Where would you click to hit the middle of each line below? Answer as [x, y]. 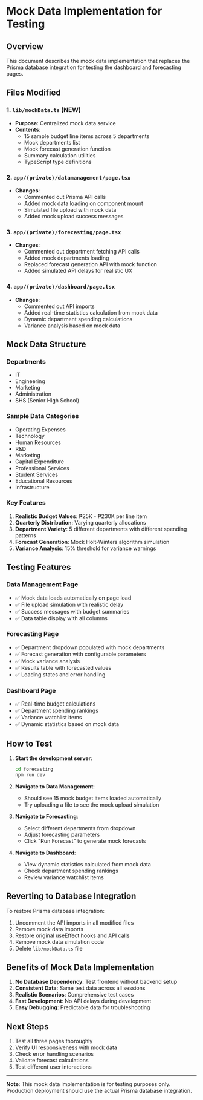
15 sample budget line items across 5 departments [87, 136]
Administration [33, 394]
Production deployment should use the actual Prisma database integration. [99, 1091]
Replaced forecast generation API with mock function [90, 264]
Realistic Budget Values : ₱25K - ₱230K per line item [81, 516]
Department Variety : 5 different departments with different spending [101, 529]
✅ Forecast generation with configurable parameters [81, 654]
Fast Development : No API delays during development [83, 1001]
